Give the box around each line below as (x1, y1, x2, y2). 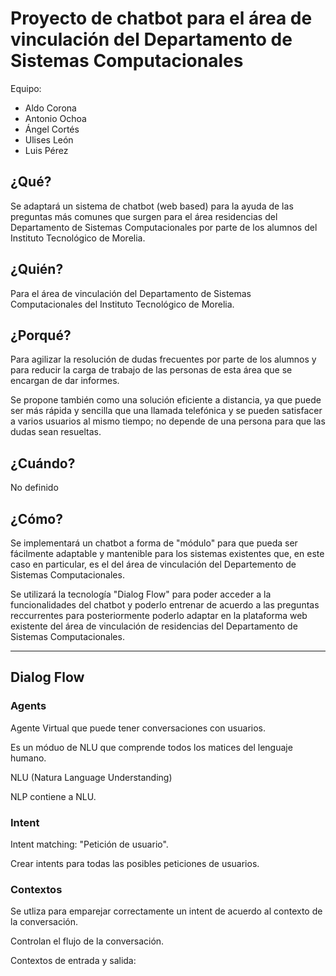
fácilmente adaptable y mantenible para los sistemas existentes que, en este (10, 548, 325, 559)
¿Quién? (10, 261, 64, 278)
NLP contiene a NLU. (10, 790, 97, 802)
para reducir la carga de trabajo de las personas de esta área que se (10, 364, 293, 376)
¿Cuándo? (10, 455, 76, 472)
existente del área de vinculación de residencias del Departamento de (10, 620, 298, 632)
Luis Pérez (24, 144, 69, 156)
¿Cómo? (10, 510, 63, 527)
